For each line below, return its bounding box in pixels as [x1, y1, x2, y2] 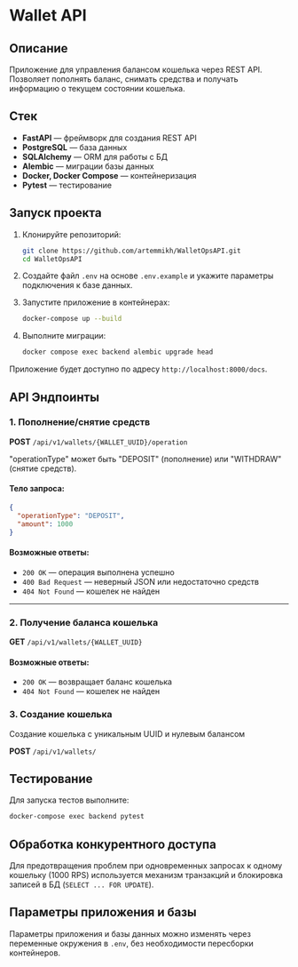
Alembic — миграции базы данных [21, 161, 154, 172]
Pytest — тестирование [21, 180, 113, 190]
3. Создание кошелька [9, 708, 113, 721]
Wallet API [9, 5, 87, 26]
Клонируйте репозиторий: [21, 228, 122, 240]
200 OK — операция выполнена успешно [21, 566, 175, 578]
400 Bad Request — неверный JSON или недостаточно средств [21, 576, 260, 587]
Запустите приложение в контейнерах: [21, 297, 170, 308]
